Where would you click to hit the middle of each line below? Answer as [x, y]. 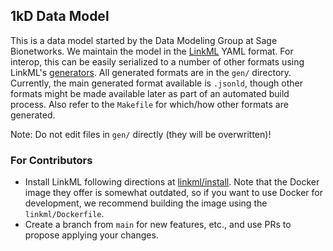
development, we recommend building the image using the [146, 203]
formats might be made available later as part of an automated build [150, 93]
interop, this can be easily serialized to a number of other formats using [157, 61]
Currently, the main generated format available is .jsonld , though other [157, 83]
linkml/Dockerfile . [64, 214]
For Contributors [51, 160]
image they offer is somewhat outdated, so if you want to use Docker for [173, 193]
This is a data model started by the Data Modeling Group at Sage [144, 40]
